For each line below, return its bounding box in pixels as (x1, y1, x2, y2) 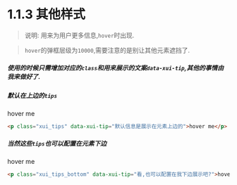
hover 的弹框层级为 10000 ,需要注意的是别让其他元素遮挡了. (24, 46, 190, 54)
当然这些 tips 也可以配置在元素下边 (7, 139, 107, 148)
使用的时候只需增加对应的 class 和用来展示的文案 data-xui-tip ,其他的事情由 (7, 63, 224, 72)
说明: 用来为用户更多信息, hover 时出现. (24, 31, 135, 39)
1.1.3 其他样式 (7, 6, 86, 23)
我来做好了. (7, 72, 41, 81)
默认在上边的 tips (7, 91, 58, 99)
